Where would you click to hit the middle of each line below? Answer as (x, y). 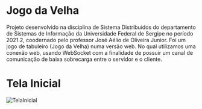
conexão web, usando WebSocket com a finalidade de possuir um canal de (100, 52)
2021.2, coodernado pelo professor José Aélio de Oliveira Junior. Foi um (96, 40)
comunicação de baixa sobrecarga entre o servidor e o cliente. (84, 59)
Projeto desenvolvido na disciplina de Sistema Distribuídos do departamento (101, 27)
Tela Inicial (34, 83)
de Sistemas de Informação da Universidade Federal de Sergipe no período (100, 33)
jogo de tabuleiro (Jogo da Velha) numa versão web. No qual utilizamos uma (101, 46)
